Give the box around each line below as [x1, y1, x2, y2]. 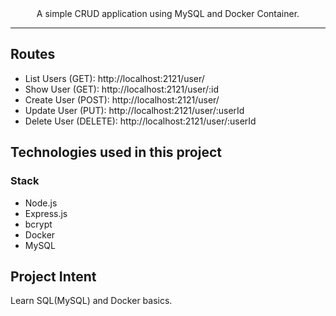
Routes [10, 46, 56, 63]
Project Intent [10, 268, 97, 285]
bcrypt [24, 218, 53, 230]
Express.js [24, 207, 68, 219]
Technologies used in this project [10, 144, 222, 161]
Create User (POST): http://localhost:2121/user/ [24, 93, 220, 106]
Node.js [24, 197, 58, 209]
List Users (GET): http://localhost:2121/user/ [24, 72, 205, 84]
